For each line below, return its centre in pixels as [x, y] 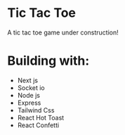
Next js [28, 80]
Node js [29, 95]
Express [29, 103]
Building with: [48, 61]
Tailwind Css [36, 110]
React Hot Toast [41, 117]
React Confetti [38, 125]
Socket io [31, 88]
